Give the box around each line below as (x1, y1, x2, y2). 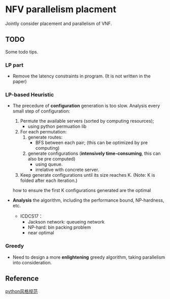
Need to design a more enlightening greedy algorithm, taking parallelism (12, 254, 165, 260)
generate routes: (27, 134, 62, 141)
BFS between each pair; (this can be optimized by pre (35, 140, 148, 146)
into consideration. (12, 259, 52, 265)
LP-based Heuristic (5, 91, 54, 98)
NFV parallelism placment (5, 4, 117, 15)
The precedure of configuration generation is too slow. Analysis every (12, 103, 160, 109)
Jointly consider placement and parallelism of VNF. (5, 20, 112, 26)
